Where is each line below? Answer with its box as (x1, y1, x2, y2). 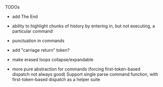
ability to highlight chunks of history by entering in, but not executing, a (12, 23, 155, 29)
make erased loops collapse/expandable (12, 57, 93, 63)
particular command (12, 28, 53, 34)
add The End (12, 14, 38, 19)
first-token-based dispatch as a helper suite (12, 77, 101, 82)
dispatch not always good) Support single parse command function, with (12, 71, 158, 77)
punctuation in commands (12, 38, 65, 43)
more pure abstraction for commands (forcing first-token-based (12, 66, 141, 72)
